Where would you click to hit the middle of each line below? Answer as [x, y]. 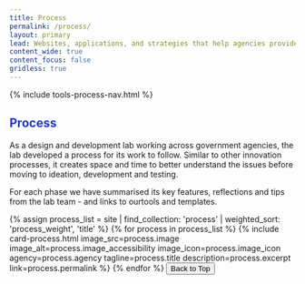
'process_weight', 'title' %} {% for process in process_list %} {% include [144, 228]
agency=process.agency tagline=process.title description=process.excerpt [150, 258]
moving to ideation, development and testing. [94, 174]
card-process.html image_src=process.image [94, 238]
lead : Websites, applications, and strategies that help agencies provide [154, 43]
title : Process [38, 18]
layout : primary [40, 35]
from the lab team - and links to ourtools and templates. [113, 201]
